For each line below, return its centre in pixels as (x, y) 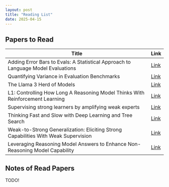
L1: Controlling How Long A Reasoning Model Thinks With (76, 93)
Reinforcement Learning (36, 99)
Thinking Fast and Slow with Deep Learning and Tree (70, 115)
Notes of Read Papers (40, 168)
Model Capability (54, 150)
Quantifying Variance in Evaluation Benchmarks (64, 77)
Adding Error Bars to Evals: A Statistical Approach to (69, 62)
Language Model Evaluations (42, 68)
